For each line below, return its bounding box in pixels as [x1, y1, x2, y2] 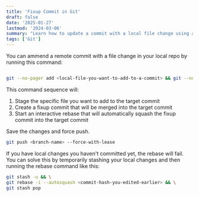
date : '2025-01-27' [6, 20, 54, 25]
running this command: [6, 59, 63, 66]
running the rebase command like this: [6, 162, 99, 169]
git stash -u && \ [6, 174, 52, 180]
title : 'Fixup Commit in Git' [6, 8, 81, 15]
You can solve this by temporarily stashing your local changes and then [6, 156, 181, 163]
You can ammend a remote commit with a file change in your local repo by [6, 53, 188, 59]
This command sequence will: [6, 86, 79, 93]
